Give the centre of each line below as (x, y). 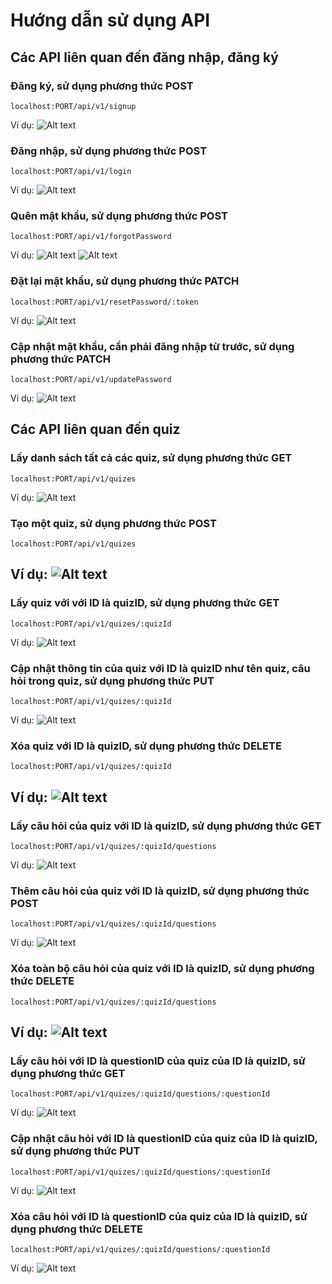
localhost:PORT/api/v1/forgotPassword (91, 237)
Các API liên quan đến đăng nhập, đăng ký (144, 57)
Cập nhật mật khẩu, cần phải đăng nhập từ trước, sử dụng (152, 346)
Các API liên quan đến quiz (95, 429)
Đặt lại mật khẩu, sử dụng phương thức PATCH (125, 281)
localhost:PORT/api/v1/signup (73, 106)
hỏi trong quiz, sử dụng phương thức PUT (112, 681)
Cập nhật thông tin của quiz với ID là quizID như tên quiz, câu (160, 668)
